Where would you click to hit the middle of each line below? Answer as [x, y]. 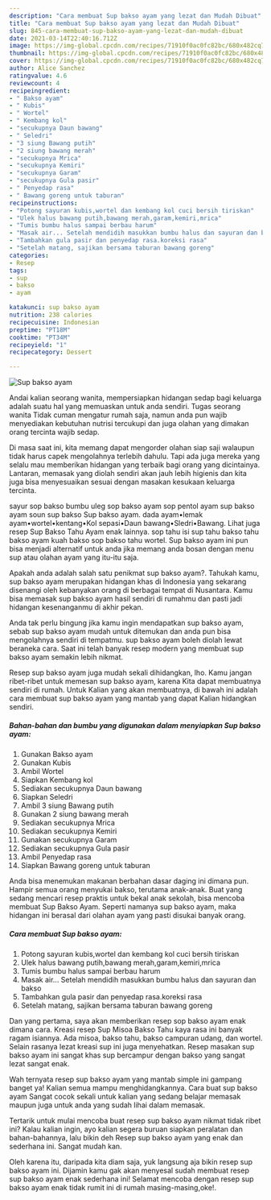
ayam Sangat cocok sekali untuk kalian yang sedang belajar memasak [125, 1097]
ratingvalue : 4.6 [38, 76]
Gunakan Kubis [46, 763]
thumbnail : [27, 53]
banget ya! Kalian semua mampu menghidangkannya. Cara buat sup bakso [133, 1088]
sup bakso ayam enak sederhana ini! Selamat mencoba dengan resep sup [131, 1179]
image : [20, 46]
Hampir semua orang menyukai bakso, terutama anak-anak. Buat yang [126, 890]
